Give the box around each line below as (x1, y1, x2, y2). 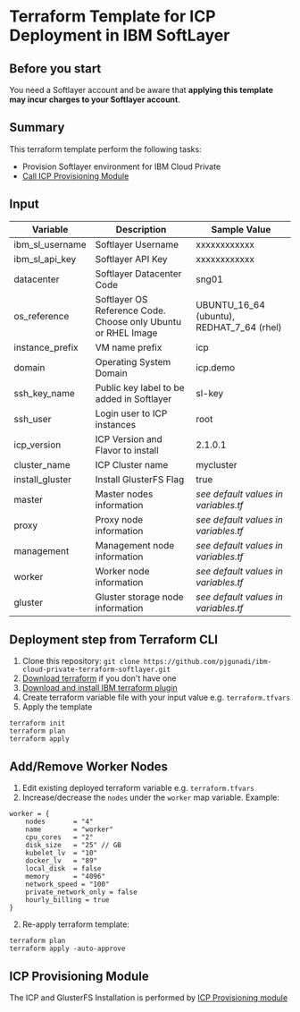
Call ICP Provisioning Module (21, 170, 129, 181)
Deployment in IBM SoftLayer (9, 25, 230, 46)
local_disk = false (25, 864, 102, 873)
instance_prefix (13, 341, 79, 353)
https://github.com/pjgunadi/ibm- (143, 658, 272, 667)
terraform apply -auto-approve (9, 944, 126, 954)
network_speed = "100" (25, 880, 110, 889)
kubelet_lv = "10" (25, 848, 98, 858)
